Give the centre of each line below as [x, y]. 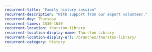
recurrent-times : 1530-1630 [34, 24]
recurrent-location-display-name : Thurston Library [59, 33]
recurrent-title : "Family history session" [51, 10]
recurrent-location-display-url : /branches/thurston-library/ [71, 38]
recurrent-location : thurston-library [45, 28]
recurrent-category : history [35, 42]
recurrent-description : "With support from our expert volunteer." [76, 14]
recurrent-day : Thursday [30, 19]
